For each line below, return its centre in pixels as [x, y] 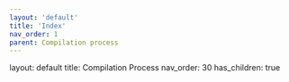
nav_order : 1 [34, 34]
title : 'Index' [38, 26]
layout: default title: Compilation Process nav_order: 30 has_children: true [145, 68]
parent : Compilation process [64, 42]
